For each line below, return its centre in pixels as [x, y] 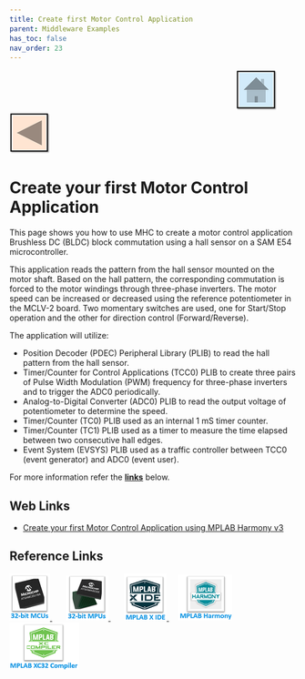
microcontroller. [39, 252]
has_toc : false [38, 38]
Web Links [40, 506]
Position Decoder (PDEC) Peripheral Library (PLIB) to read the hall [146, 353]
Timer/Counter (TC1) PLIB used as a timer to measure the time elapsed [155, 431]
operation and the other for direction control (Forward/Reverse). [129, 318]
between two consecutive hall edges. [93, 441]
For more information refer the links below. [90, 477]
